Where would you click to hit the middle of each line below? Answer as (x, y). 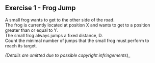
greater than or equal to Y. (32, 30)
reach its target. (21, 45)
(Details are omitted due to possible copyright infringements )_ (68, 55)
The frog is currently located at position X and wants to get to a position (78, 25)
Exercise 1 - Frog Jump (40, 8)
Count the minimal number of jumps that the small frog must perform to (77, 41)
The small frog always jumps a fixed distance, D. (54, 35)
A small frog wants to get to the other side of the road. (60, 20)
